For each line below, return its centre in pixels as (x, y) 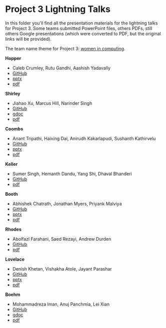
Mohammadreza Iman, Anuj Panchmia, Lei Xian (61, 304)
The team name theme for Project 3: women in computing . (65, 48)
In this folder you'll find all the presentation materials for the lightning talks (81, 23)
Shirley (13, 93)
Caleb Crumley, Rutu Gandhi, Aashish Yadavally (61, 68)
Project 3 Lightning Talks (58, 9)
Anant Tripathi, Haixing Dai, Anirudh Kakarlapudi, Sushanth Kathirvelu (84, 138)
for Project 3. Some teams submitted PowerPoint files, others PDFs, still (79, 28)
